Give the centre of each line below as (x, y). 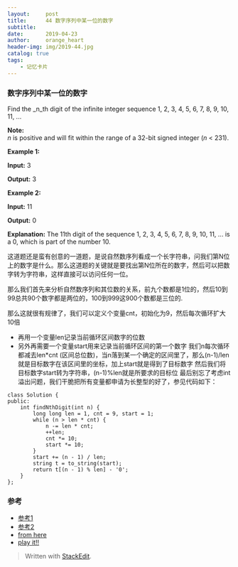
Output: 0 (22, 220)
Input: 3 (19, 165)
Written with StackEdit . (58, 556)
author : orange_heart (45, 40)
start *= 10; (64, 445)
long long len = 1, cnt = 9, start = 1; (93, 414)
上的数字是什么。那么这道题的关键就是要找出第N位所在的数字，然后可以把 (115, 265)
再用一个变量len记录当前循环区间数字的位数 (81, 337)
